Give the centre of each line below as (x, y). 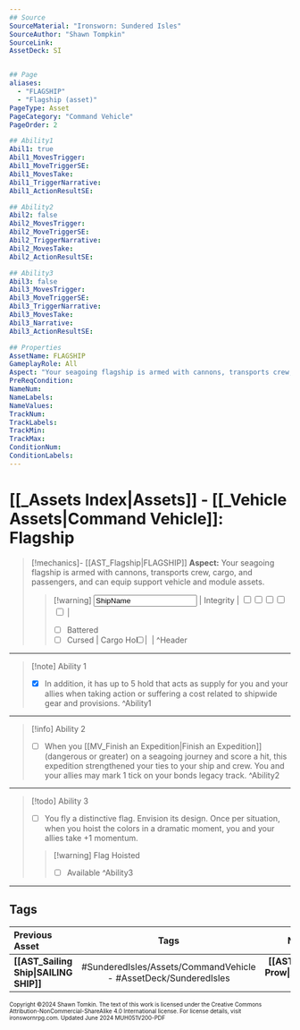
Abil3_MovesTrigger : (48, 290)
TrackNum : (28, 414)
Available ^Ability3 (100, 873)
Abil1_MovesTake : (42, 174)
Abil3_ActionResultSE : (51, 331)
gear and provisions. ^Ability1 (98, 702)
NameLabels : (31, 397)
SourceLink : (31, 43)
